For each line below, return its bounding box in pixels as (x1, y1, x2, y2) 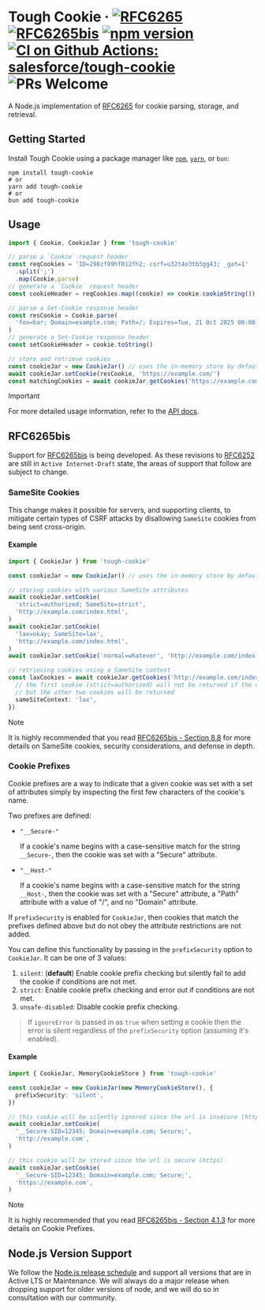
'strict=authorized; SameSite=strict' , (15, 600, 147, 608)
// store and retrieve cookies (8, 355, 111, 363)
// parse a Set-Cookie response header (8, 304, 140, 312)
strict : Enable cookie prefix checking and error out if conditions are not (19, 984, 255, 995)
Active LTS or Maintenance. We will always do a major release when (8, 1276, 230, 1286)
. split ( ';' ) (15, 268, 55, 276)
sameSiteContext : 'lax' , (15, 695, 97, 703)
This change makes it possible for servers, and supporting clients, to (8, 505, 231, 514)
